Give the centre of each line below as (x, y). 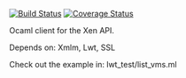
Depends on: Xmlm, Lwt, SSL (62, 47)
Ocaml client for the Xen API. (62, 30)
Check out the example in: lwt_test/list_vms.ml (93, 64)
